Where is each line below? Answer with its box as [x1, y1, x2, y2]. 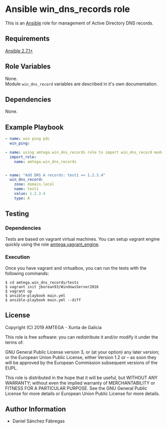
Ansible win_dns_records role [5, 3, 130, 15]
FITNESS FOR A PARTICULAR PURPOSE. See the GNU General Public [5, 385, 148, 391]
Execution [5, 254, 30, 261]
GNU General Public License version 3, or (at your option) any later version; [5, 349, 160, 355]
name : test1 [14, 186, 39, 192]
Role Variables [5, 62, 51, 71]
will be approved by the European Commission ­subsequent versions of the [5, 360, 158, 366]
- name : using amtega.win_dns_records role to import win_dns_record [5, 150, 153, 155]
